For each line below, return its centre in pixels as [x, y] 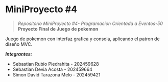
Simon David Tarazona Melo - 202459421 [56, 74]
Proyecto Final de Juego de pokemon [58, 29]
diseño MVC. [19, 44]
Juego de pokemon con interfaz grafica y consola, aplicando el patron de [82, 39]
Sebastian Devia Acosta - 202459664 [53, 69]
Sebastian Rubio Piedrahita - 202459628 [56, 64]
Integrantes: [19, 54]
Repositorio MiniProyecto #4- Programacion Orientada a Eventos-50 [90, 23]
